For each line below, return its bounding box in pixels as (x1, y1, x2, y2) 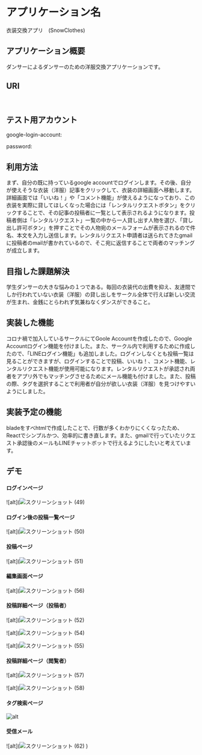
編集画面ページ (6, 572, 43, 580)
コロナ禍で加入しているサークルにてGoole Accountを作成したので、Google (6, 335, 192, 342)
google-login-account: (6, 131, 62, 139)
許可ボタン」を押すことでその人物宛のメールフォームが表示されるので (16, 224, 191, 232)
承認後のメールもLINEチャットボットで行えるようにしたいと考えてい (16, 439, 186, 446)
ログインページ (6, 484, 43, 491)
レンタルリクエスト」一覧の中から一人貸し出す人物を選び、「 (32, 216, 183, 224)
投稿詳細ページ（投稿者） (6, 602, 70, 609)
